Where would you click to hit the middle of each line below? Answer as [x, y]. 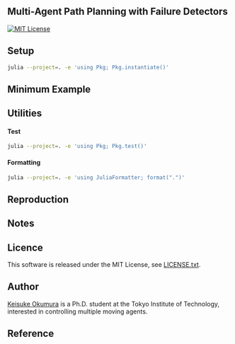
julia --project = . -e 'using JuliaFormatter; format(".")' [96, 177]
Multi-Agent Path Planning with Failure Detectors [117, 12]
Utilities [25, 114]
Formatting [24, 162]
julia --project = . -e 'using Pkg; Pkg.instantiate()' [88, 67]
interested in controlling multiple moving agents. [78, 311]
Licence [25, 247]
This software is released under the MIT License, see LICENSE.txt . [104, 265]
